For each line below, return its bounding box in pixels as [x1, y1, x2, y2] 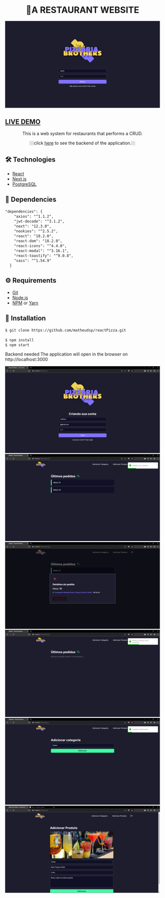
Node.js [12, 295, 28, 300]
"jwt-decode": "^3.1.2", [14, 218, 65, 224]
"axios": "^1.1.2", [14, 214, 54, 219]
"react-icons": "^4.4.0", [14, 243, 67, 248]
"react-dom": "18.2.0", [14, 238, 63, 244]
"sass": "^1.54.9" [14, 258, 52, 263]
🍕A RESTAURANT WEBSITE [26, 4, 139, 16]
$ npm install [5, 337, 34, 343]
